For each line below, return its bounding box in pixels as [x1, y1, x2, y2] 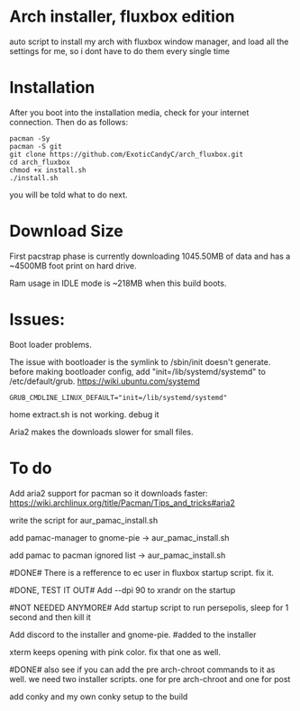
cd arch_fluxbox [9, 158, 70, 167]
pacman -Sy [9, 133, 50, 143]
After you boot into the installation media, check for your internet [9, 106, 250, 118]
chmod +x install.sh [9, 165, 87, 175]
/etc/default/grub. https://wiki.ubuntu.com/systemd [9, 376, 200, 387]
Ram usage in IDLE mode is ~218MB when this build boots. [9, 278, 227, 288]
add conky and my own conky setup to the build [9, 691, 188, 702]
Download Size [9, 221, 123, 242]
